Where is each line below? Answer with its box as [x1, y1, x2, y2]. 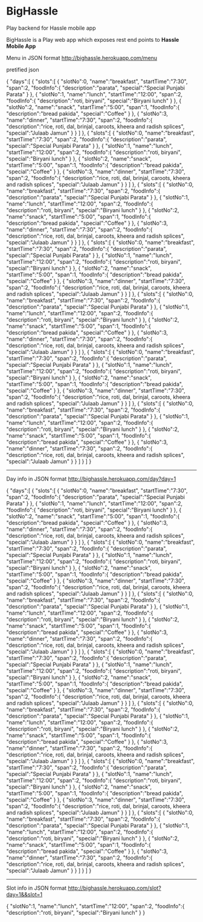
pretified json [6, 65, 39, 73]
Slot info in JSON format [6, 884, 67, 892]
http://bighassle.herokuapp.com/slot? [68, 884, 161, 892]
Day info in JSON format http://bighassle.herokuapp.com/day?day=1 [6, 475, 176, 483]
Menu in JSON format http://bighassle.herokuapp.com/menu [6, 54, 158, 61]
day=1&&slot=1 [6, 890, 43, 898]
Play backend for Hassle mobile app [6, 24, 96, 32]
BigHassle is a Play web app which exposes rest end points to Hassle [6, 36, 179, 43]
